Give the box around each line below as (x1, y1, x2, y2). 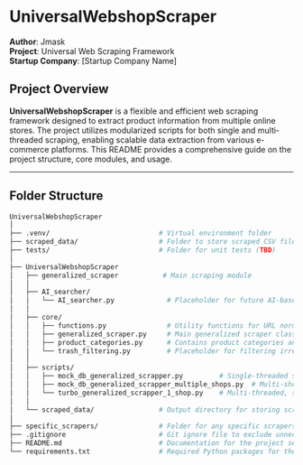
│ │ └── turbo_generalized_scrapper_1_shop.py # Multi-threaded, (9, 388, 289, 397)
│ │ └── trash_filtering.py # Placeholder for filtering (9, 346, 277, 356)
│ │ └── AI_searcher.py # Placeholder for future (9, 296, 264, 305)
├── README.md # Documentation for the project (9, 439, 284, 448)
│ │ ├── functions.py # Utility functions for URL (9, 321, 277, 330)
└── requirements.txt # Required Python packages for (9, 447, 280, 457)
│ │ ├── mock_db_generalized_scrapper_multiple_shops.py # (9, 380, 256, 389)
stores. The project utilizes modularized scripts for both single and (9, 125, 256, 135)
